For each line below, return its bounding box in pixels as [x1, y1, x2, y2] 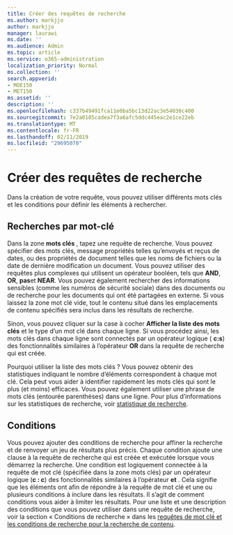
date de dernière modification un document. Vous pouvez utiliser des [7, 261, 205, 269]
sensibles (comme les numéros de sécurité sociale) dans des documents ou [7, 283, 225, 292]
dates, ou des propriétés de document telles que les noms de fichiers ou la [7, 254, 222, 262]
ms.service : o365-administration [7, 56, 104, 63]
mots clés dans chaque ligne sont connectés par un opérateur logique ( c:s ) [7, 334, 225, 342]
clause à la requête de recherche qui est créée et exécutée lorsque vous [7, 453, 215, 461]
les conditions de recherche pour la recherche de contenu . [7, 520, 176, 528]
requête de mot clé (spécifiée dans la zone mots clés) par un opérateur [7, 468, 211, 476]
